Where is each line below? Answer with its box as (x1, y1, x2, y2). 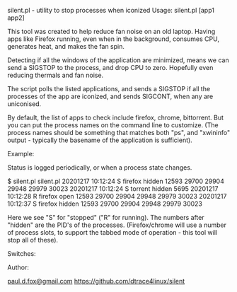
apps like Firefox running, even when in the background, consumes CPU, (7, 35, 219, 43)
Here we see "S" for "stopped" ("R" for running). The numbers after (7, 214, 204, 221)
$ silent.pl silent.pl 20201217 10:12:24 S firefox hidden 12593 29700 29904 (7, 177, 224, 185)
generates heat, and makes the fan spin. (7, 42, 125, 50)
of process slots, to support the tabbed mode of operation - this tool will (7, 228, 218, 236)
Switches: (7, 250, 37, 257)
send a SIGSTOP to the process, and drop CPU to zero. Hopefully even (7, 64, 214, 71)
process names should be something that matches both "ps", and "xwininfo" (7, 129, 231, 136)
